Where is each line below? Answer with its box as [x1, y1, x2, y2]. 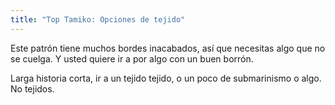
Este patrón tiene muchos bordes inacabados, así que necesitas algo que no [10, 42, 326, 54]
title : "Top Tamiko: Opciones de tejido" [10, 14, 186, 25]
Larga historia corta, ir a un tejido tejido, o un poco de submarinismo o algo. [10, 72, 322, 84]
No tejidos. [10, 82, 55, 95]
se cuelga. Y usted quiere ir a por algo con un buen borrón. [10, 52, 254, 65]
